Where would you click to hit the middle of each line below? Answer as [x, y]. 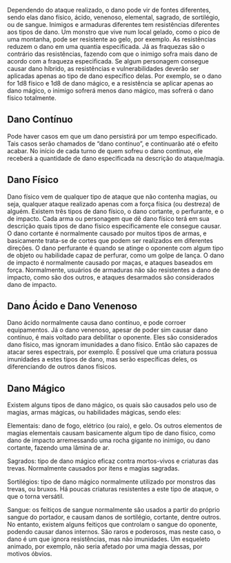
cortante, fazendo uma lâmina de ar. [59, 448]
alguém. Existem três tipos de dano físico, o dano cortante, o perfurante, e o [115, 211]
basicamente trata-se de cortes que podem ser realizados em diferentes [110, 240]
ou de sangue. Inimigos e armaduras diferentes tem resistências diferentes [113, 24]
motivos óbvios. [30, 554]
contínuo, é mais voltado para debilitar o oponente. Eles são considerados [112, 337]
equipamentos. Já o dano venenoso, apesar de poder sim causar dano [108, 330]
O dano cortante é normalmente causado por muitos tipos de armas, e [107, 233]
